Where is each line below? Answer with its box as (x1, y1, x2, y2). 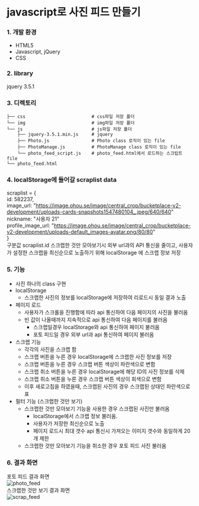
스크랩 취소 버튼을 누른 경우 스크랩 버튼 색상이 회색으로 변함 (24, 375, 162, 383)
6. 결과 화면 (7, 458, 38, 466)
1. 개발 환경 (7, 28, 37, 36)
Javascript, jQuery (15, 48, 61, 55)
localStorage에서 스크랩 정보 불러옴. (33, 412, 118, 419)
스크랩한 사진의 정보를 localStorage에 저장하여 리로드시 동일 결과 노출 (24, 294, 186, 301)
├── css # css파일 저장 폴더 (7, 114, 135, 120)
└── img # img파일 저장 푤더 (7, 120, 135, 126)
